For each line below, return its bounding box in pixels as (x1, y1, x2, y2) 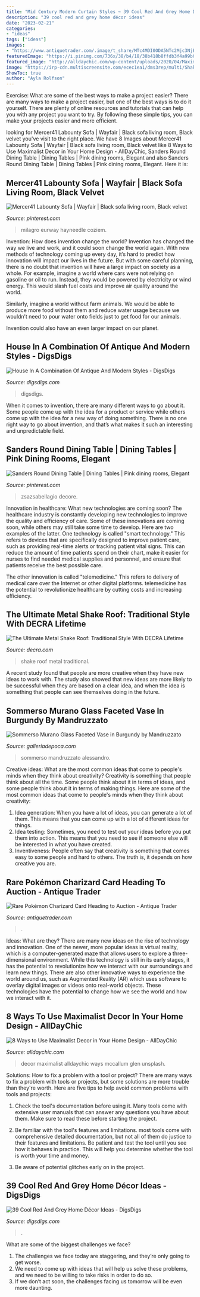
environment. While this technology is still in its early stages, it (37, 956, 190, 963)
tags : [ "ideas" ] (6, 36, 46, 42)
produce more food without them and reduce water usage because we (6, 306, 180, 314)
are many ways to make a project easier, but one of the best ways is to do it (6, 98, 192, 105)
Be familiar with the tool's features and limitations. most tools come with (14, 1126, 192, 1133)
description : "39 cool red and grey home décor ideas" (6, 14, 145, 20)
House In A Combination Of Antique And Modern (6, 342, 190, 352)
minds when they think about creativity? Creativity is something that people (6, 772, 192, 779)
